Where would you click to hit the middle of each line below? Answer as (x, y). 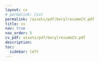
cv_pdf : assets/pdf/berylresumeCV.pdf (45, 38)
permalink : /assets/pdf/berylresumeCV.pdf (50, 19)
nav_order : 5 (19, 33)
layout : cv (16, 10)
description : (19, 42)
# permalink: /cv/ (24, 14)
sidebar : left (24, 51)
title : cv (15, 24)
